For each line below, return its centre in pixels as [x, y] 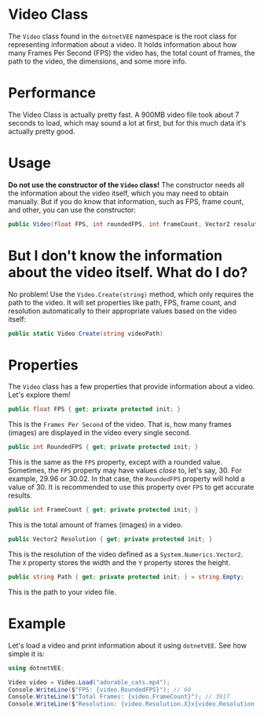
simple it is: [26, 654]
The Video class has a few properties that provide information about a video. [132, 387]
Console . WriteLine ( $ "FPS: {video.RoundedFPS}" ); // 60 [100, 689]
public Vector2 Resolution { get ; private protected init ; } [110, 539]
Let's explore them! [39, 395]
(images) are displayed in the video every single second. [99, 432]
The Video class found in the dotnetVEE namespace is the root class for [123, 36]
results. [20, 495]
